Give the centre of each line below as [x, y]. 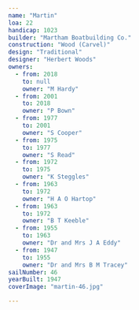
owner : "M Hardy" [51, 89]
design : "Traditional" [45, 52]
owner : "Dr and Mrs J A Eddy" [72, 243]
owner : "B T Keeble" [56, 221]
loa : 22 [21, 23]
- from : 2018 [37, 74]
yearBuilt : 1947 [35, 280]
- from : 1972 [37, 162]
